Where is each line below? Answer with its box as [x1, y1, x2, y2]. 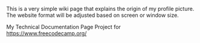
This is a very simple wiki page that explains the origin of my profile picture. [6, 5, 195, 12]
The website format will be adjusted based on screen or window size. [6, 12, 179, 19]
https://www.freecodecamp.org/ [6, 30, 87, 37]
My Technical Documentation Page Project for [6, 24, 121, 30]
